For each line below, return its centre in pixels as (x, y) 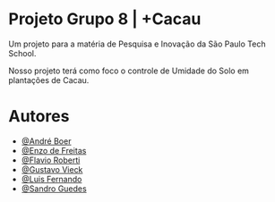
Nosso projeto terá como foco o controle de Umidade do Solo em (129, 71)
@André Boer (46, 141)
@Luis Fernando (52, 179)
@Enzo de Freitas (54, 150)
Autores (39, 117)
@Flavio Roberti (51, 160)
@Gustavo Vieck (52, 169)
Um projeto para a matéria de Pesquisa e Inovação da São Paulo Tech (137, 44)
